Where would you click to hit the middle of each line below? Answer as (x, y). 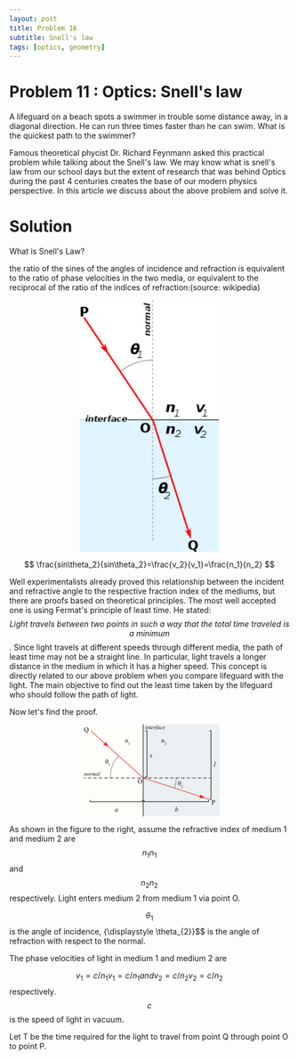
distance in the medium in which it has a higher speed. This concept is (138, 666)
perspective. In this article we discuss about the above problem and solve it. (149, 190)
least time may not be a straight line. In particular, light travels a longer (138, 656)
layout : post (33, 19)
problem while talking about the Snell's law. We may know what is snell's (142, 162)
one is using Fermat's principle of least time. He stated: (110, 610)
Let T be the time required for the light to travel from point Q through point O (149, 1037)
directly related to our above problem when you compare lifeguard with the (147, 676)
